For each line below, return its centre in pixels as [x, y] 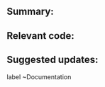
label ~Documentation [39, 76]
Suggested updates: [52, 60]
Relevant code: [41, 36]
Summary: [30, 12]
